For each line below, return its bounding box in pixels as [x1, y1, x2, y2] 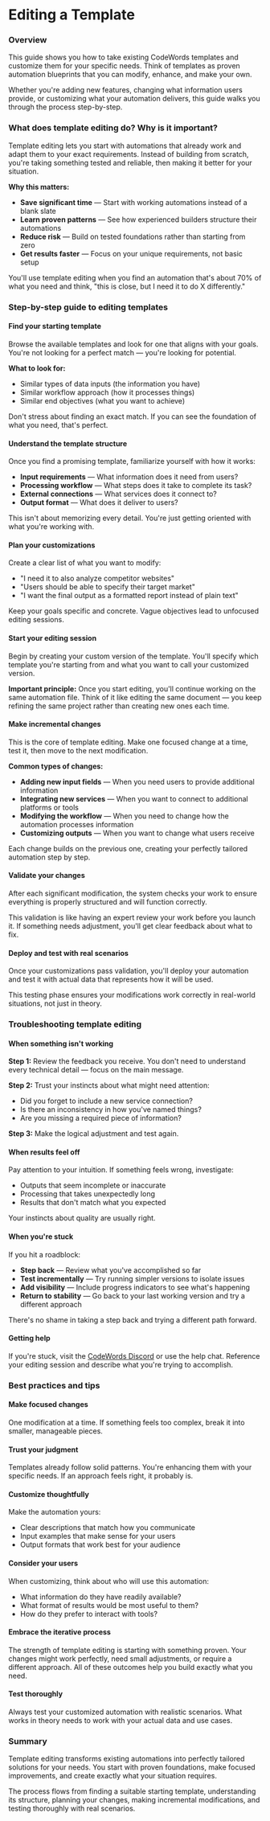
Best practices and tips [8, 1380, 100, 1391]
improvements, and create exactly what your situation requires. [8, 1771, 217, 1781]
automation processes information [19, 819, 134, 829]
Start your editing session [8, 633, 97, 642]
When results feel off [8, 1147, 80, 1157]
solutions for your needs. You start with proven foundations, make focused [8, 1762, 256, 1772]
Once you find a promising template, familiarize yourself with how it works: [8, 457, 256, 466]
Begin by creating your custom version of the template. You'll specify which [8, 651, 259, 661]
